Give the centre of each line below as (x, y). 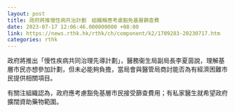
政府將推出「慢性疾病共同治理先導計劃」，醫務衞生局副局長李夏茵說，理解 (113, 61)
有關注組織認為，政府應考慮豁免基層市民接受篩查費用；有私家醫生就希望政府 (117, 93)
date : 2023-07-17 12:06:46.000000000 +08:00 (73, 27)
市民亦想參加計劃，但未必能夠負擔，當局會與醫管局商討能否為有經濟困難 (117, 69)
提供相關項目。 (35, 78)
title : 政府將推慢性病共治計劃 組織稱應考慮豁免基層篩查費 (83, 20)
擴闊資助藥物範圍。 (35, 101)
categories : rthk (33, 40)
